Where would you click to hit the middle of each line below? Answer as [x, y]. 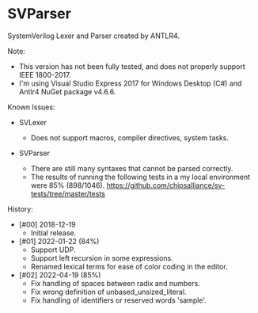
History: [20, 209]
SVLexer [32, 122]
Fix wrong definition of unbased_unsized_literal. [108, 292]
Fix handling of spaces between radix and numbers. [116, 283]
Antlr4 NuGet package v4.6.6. [67, 91]
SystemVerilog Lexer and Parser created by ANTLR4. [93, 36]
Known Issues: [31, 107]
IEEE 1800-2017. [45, 74]
